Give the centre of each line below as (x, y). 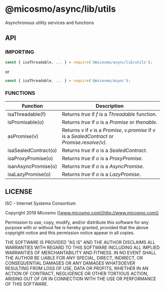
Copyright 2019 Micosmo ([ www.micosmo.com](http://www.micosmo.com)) (82, 213)
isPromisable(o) (26, 122)
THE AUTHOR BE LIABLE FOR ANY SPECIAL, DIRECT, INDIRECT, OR (74, 258)
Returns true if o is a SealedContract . (105, 150)
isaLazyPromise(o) (29, 174)
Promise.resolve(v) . (84, 142)
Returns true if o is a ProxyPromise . (103, 158)
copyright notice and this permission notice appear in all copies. (70, 233)
